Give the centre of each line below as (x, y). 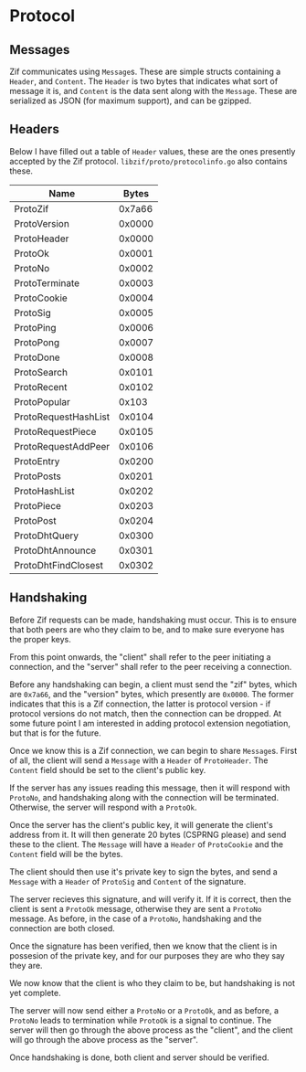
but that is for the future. (56, 733)
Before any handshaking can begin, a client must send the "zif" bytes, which (153, 684)
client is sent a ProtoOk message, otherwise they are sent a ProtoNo (136, 908)
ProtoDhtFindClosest (58, 565)
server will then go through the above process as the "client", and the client (152, 1030)
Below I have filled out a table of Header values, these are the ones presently (153, 151)
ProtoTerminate (47, 282)
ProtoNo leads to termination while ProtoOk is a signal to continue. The (141, 1020)
